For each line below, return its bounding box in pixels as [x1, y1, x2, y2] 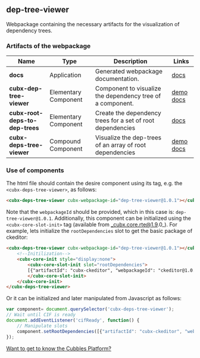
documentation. [95, 74, 139, 83]
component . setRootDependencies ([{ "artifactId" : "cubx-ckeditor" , [17, 328, 183, 334]
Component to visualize [95, 85, 162, 93]
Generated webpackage [95, 67, 162, 76]
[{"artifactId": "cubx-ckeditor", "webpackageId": [27, 267, 156, 273]
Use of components [6, 166, 64, 175]
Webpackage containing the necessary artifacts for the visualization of [6, 20, 180, 27]
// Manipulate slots [17, 323, 68, 329]
